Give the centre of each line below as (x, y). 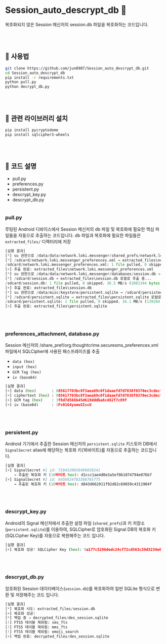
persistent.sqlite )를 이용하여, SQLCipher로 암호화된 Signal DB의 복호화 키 (81, 529)
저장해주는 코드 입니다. (37, 594)
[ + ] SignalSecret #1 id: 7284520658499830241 (53, 470)
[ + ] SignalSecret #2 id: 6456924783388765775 (53, 479)
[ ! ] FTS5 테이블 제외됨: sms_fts (36, 623)
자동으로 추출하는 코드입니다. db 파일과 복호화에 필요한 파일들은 (80, 235)
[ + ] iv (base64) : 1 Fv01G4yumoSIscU (48, 405)
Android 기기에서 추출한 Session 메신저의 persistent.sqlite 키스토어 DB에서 (81, 444)
